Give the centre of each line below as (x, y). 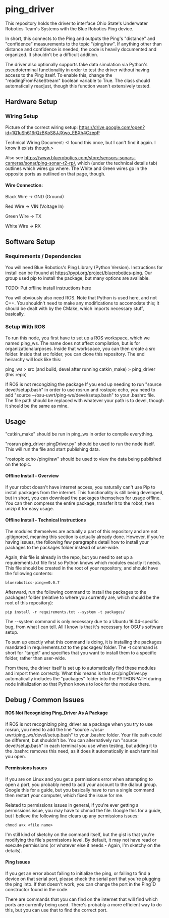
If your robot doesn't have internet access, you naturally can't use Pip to (80, 487)
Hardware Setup (31, 102)
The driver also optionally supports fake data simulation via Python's (76, 64)
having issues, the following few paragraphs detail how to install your (77, 542)
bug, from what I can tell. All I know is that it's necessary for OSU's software (84, 627)
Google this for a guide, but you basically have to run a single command (80, 790)
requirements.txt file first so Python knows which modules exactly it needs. (83, 563)
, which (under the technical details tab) (116, 163)
